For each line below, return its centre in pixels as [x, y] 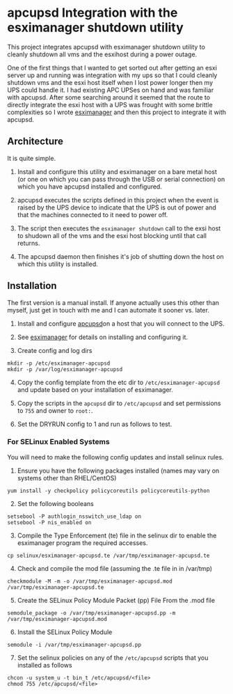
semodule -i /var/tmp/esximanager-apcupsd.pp [74, 645]
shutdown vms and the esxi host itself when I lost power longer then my [110, 82]
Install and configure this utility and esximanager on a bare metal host [117, 171]
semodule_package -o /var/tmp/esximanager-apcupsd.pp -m [91, 613]
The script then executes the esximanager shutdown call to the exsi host [119, 228]
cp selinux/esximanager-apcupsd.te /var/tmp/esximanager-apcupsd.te [109, 555]
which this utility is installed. [58, 264]
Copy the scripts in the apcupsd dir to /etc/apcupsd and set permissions [119, 403]
